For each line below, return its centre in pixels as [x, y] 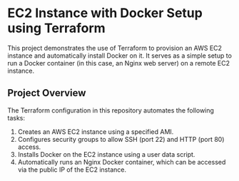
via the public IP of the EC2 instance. [72, 170]
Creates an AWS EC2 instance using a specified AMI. [96, 131]
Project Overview [47, 93]
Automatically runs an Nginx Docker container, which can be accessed [122, 162]
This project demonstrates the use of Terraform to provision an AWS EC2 [115, 48]
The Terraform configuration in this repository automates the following [111, 110]
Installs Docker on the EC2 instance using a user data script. [106, 154]
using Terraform [56, 28]
